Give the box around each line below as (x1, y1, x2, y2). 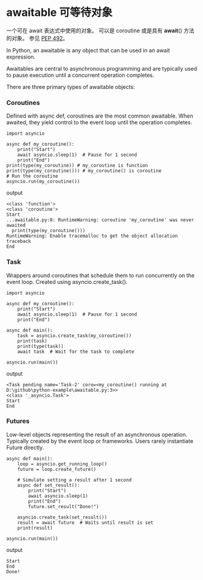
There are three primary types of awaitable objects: (6, 83, 136, 90)
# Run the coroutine (6, 173, 59, 180)
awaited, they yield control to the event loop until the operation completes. (6, 119, 193, 126)
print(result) (17, 525, 53, 531)
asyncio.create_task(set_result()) (17, 514, 108, 520)
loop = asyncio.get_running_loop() (17, 461, 108, 467)
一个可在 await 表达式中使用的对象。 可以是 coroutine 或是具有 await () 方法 (6, 27, 194, 34)
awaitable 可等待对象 (6, 5, 113, 19)
